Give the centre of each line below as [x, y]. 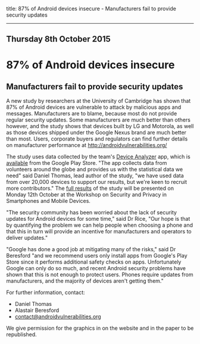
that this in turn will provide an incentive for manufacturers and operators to [99, 232]
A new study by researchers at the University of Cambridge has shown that [99, 101]
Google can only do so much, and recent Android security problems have [96, 268]
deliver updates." [27, 238]
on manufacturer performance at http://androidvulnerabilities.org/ [87, 145]
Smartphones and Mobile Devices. [49, 201]
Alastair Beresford [37, 310]
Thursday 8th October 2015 [59, 39]
